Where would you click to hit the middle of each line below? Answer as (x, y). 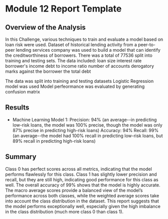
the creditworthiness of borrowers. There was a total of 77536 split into (79, 55)
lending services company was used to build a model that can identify (88, 50)
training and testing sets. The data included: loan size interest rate (73, 61)
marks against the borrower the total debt (48, 71)
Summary (21, 157)
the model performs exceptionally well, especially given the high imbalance (83, 206)
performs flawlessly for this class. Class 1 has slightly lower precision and (81, 174)
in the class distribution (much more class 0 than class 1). (64, 211)
